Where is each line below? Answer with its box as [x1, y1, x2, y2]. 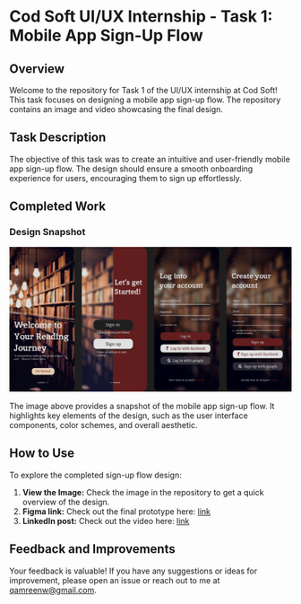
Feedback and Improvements [9, 541, 176, 557]
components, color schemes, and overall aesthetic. [9, 419, 198, 430]
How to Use [9, 446, 75, 461]
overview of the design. [21, 496, 110, 507]
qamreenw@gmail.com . [9, 584, 97, 595]
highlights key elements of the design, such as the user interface [9, 410, 248, 421]
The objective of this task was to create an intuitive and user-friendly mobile [9, 153, 291, 164]
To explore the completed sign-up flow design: [9, 469, 182, 480]
